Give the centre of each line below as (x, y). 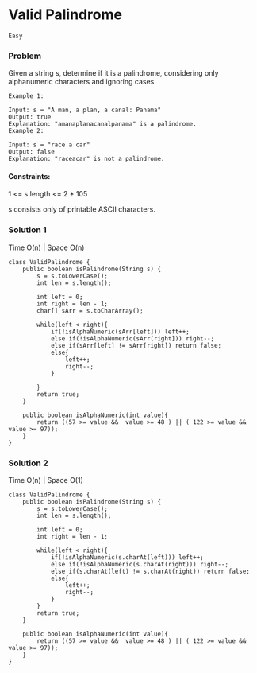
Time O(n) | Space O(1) (46, 480)
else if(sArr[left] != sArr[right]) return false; (136, 345)
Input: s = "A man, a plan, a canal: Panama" (84, 110)
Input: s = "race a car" (49, 145)
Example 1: (26, 96)
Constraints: (29, 176)
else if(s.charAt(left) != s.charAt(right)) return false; (150, 572)
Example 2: (26, 131)
